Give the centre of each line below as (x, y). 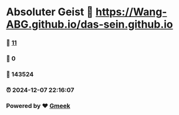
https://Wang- (131, 12)
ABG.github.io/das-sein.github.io (89, 24)
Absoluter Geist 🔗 (50, 12)
